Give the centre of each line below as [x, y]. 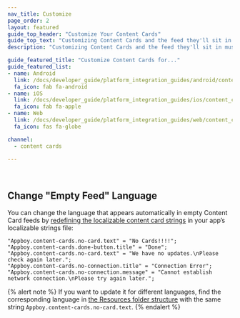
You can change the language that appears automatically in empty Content [117, 213]
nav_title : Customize [40, 14]
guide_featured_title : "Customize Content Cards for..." [94, 60]
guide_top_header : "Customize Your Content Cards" [84, 34]
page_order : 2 [29, 21]
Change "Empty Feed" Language [82, 195]
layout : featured [33, 27]
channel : [20, 139]
